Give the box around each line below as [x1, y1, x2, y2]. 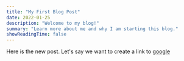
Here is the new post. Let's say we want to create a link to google [6, 48, 171, 55]
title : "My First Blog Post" [6, 8, 80, 15]
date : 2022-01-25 [6, 14, 51, 21]
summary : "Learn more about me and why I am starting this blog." [6, 25, 179, 32]
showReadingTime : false [6, 31, 67, 37]
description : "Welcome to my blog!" [6, 20, 99, 26]
